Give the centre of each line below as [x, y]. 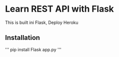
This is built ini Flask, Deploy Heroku [42, 22]
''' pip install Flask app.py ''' [33, 49]
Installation [23, 38]
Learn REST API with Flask [59, 9]
